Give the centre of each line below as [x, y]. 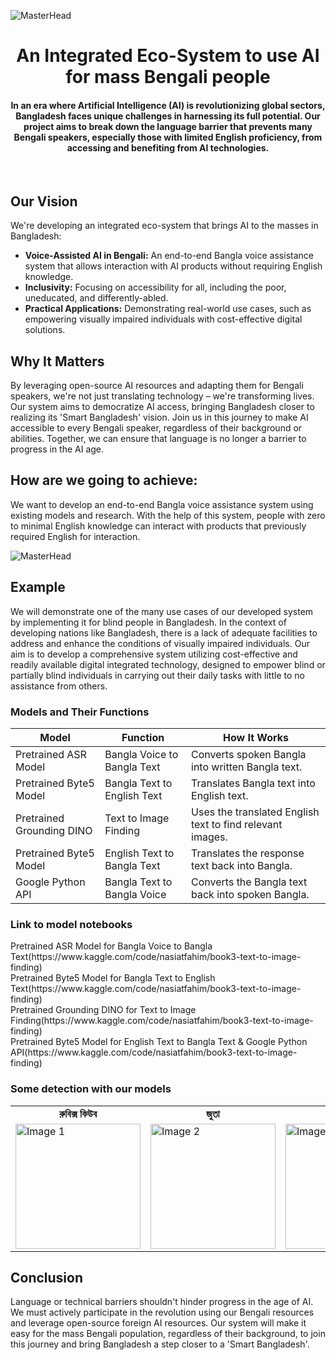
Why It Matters [57, 361]
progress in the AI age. [57, 449]
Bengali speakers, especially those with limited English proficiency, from [168, 137]
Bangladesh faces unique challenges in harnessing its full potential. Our [168, 116]
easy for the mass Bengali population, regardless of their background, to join [168, 1334]
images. [209, 837]
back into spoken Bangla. [250, 894]
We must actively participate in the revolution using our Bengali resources [162, 1312]
